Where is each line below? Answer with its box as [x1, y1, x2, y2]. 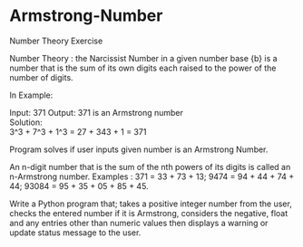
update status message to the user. [9, 227, 142, 238]
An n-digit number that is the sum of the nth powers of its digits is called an [9, 161, 291, 172]
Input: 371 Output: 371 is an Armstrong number [9, 107, 184, 118]
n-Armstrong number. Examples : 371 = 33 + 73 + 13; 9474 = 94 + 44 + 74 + [9, 171, 295, 182]
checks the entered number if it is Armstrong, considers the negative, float [9, 207, 288, 218]
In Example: [9, 90, 54, 100]
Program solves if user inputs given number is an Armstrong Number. [9, 144, 269, 155]
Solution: [9, 117, 43, 128]
